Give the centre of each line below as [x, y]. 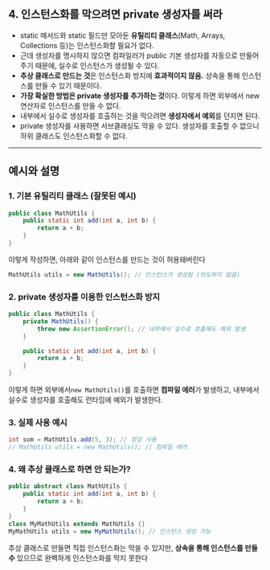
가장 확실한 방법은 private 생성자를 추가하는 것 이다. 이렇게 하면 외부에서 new [139, 96]
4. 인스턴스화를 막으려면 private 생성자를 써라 [115, 14]
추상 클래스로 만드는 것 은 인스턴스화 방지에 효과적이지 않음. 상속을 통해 [130, 76]
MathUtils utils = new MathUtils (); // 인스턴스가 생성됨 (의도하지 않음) [125, 275]
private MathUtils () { [61, 321]
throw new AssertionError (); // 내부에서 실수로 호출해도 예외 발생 [141, 329]
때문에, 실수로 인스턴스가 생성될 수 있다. [97, 65]
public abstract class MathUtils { [68, 486]
